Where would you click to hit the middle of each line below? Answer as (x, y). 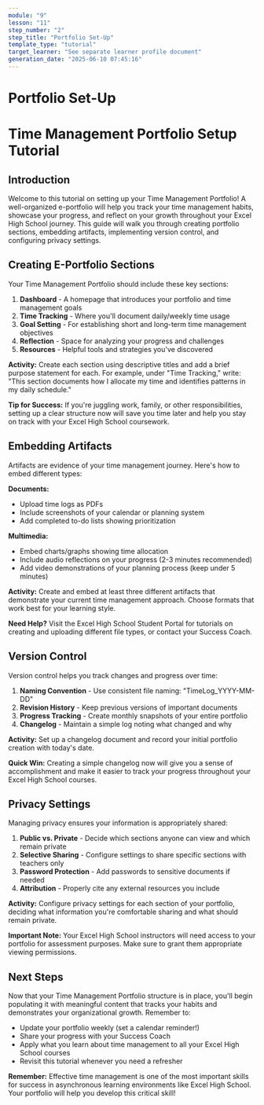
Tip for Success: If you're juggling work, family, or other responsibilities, (126, 405)
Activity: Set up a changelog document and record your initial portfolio (123, 739)
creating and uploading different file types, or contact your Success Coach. (130, 631)
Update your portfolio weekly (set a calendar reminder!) (110, 1028)
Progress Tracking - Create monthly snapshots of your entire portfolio (134, 715)
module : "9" (27, 15)
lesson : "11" (29, 23)
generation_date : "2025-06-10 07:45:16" (75, 60)
